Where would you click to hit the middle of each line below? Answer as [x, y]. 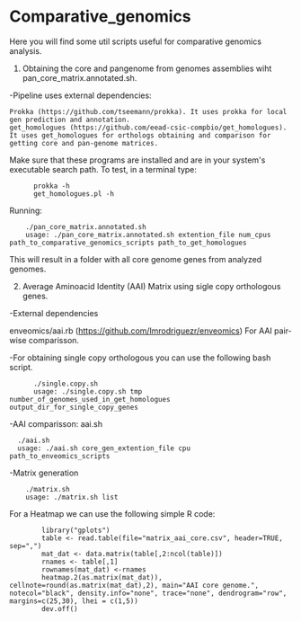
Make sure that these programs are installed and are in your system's [137, 160]
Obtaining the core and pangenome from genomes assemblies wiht [147, 68]
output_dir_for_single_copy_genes [74, 407]
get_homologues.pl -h [74, 194]
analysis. [26, 50]
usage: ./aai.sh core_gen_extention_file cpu [104, 448]
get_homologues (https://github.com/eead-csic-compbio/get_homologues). [148, 128]
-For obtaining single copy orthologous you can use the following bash [140, 358]
